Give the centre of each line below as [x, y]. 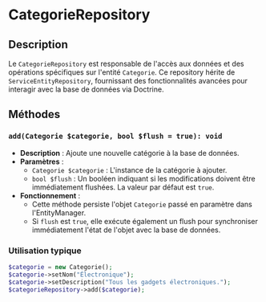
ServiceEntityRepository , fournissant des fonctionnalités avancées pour [128, 81]
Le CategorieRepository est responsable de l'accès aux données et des [126, 63]
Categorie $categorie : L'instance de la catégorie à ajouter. [129, 169]
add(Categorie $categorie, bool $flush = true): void [115, 137]
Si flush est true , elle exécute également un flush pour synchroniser [145, 221]
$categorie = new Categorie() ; [60, 267]
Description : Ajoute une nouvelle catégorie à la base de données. [129, 153]
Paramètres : [42, 161]
